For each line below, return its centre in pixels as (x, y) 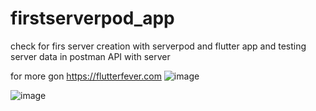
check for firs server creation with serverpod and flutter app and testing (158, 46)
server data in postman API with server (90, 56)
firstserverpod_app (92, 18)
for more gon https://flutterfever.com (86, 76)
